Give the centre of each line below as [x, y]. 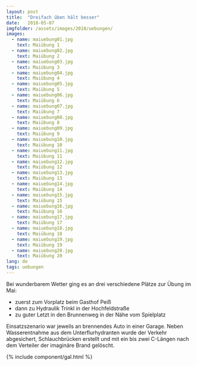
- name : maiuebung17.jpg [42, 217]
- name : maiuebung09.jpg [42, 128]
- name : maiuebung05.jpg [42, 84]
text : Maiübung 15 [40, 201]
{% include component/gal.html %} [49, 356]
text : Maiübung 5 [38, 90]
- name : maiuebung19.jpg [42, 239]
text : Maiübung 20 [40, 256]
